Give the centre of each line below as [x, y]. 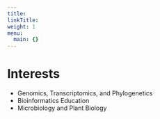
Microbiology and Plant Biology [62, 108]
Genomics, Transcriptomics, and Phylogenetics [85, 93]
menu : [15, 33]
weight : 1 [22, 26]
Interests [34, 74]
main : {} [26, 40]
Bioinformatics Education [53, 101]
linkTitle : [23, 20]
